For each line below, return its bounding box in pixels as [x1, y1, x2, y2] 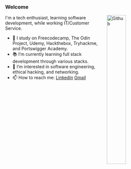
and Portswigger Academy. [12, 46, 68, 52]
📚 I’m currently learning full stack [12, 51, 82, 57]
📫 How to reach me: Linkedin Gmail [12, 75, 86, 81]
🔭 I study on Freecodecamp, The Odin [12, 35, 90, 41]
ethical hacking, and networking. [12, 69, 79, 75]
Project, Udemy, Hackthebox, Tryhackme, [12, 40, 98, 46]
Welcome [5, 3, 29, 10]
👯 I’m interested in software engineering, [12, 64, 96, 70]
